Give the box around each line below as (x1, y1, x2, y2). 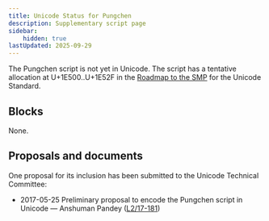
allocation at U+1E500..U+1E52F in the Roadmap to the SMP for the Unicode (8, 73, 262, 82)
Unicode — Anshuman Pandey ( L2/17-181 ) (19, 203, 161, 213)
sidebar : (8, 27, 38, 35)
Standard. (8, 81, 41, 91)
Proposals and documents (8, 149, 144, 163)
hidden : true (23, 34, 67, 43)
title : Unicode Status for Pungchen (8, 11, 132, 20)
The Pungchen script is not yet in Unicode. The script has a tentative (8, 64, 237, 73)
